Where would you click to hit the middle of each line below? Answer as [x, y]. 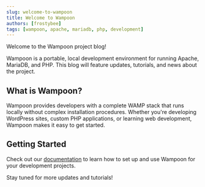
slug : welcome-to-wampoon [39, 12]
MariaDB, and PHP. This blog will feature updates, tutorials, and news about [102, 65]
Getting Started [36, 144]
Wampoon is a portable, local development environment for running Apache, [103, 58]
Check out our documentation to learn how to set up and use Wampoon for [101, 159]
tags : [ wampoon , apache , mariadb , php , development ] [75, 29]
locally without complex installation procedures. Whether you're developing [102, 112]
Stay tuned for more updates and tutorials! [60, 177]
